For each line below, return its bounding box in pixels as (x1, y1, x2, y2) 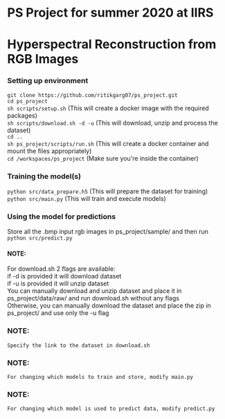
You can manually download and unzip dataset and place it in (7, 287, 182, 295)
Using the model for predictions (7, 211, 116, 221)
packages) (7, 111, 38, 119)
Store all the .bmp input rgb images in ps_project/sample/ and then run (7, 227, 209, 236)
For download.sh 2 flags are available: (7, 265, 116, 273)
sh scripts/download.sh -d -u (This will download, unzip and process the (7, 118, 218, 127)
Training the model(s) (7, 171, 82, 181)
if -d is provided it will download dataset (7, 272, 122, 280)
